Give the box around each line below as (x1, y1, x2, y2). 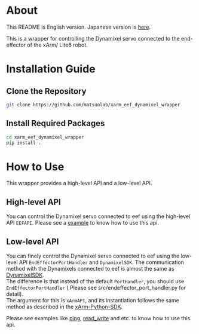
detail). (6, 290, 24, 298)
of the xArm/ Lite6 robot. (26, 41, 88, 48)
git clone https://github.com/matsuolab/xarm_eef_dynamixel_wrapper (6, 102, 180, 108)
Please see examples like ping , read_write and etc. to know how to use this (6, 314, 191, 321)
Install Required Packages (6, 118, 105, 128)
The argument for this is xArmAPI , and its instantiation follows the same (6, 296, 179, 304)
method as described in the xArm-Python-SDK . (6, 303, 123, 310)
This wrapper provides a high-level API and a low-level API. (6, 180, 152, 187)
